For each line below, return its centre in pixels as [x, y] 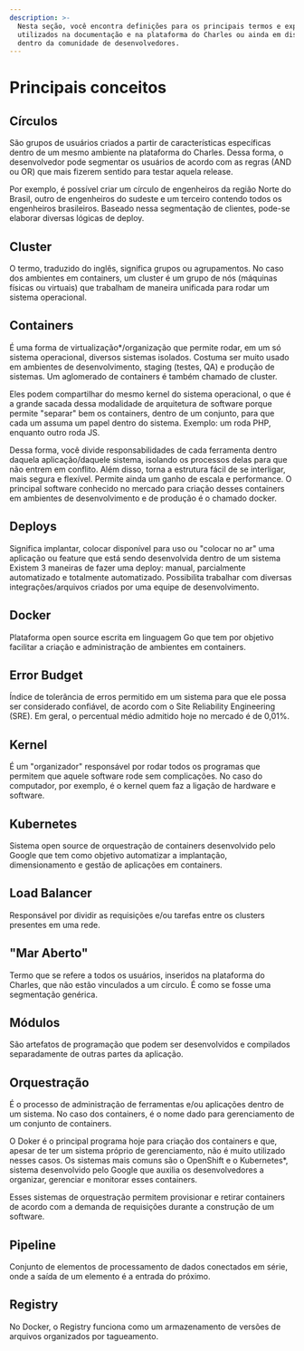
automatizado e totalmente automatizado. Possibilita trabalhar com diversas [151, 577]
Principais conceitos [88, 88]
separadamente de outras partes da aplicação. [96, 1054]
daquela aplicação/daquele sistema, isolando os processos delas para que [148, 459]
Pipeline [33, 1245]
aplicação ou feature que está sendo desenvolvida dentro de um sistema [145, 558]
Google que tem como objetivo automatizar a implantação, [119, 855]
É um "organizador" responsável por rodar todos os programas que [135, 767]
